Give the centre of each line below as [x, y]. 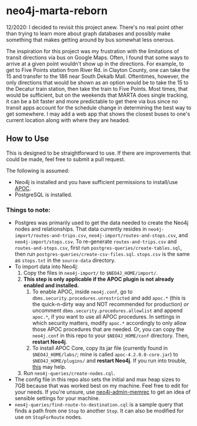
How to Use [28, 139]
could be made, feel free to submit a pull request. [66, 159]
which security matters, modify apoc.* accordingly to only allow [109, 323]
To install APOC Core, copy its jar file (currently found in [100, 348]
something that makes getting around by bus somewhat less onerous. [91, 40]
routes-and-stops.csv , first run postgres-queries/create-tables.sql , [98, 248]
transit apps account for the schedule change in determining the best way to [99, 107]
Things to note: [29, 209]
